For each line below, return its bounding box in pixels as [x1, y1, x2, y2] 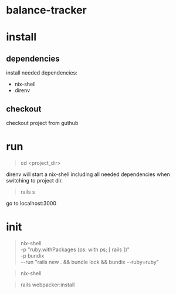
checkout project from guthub [6, 120, 79, 126]
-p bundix [20, 252, 45, 259]
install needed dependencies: [6, 69, 77, 76]
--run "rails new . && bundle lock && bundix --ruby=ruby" [20, 258, 160, 265]
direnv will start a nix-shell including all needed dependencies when [6, 171, 170, 178]
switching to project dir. [6, 177, 63, 184]
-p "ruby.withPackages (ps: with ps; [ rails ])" [20, 246, 130, 253]
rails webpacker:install [20, 281, 75, 288]
